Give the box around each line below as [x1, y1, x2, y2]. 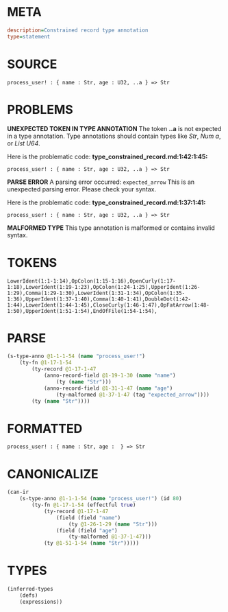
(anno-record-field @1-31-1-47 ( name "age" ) [43, 385, 173, 392]
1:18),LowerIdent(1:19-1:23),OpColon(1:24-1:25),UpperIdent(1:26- [7, 283, 201, 290]
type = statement [7, 33, 51, 40]
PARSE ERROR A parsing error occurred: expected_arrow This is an [7, 178, 195, 186]
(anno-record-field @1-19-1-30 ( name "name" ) [43, 372, 176, 379]
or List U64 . [7, 139, 41, 148]
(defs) [19, 592, 38, 599]
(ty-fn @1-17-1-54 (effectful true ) [31, 502, 136, 508]
